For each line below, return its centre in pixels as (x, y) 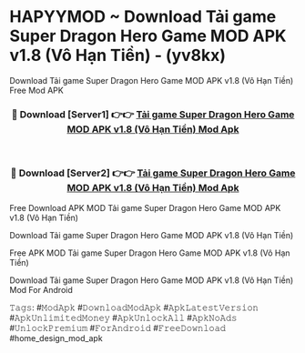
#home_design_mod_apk (56, 338)
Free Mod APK (36, 90)
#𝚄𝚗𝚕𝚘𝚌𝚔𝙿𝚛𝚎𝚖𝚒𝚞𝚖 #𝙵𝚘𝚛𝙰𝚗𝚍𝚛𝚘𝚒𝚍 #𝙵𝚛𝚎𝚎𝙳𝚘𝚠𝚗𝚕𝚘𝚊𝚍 (117, 328)
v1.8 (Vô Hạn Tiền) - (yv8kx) (117, 55)
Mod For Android (41, 289)
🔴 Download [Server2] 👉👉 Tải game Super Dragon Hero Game (153, 173)
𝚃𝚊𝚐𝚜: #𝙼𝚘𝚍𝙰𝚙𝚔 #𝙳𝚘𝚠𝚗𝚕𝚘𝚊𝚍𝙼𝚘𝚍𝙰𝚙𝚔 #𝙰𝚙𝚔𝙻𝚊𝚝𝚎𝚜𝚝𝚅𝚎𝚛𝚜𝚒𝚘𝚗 (134, 308)
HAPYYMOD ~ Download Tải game (143, 17)
